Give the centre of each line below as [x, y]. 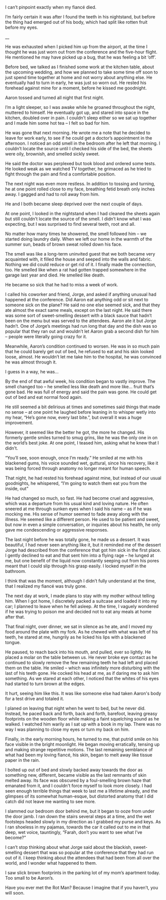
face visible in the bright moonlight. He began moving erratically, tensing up [83, 744]
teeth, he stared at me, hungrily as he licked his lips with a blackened [76, 637]
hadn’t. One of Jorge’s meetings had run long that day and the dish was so [81, 326]
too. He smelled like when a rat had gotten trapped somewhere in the [76, 270]
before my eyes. [22, 27]
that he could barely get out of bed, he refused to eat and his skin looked [80, 352]
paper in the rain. [23, 760]
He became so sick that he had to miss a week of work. [62, 285]
